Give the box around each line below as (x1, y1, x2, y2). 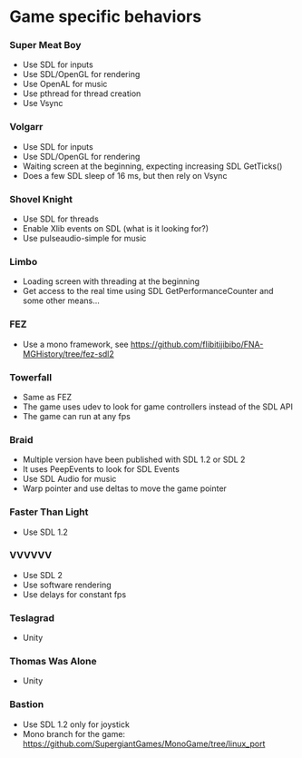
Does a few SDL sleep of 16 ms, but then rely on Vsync (22, 170, 228, 181)
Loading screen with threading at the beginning (22, 276, 200, 287)
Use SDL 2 (22, 569, 63, 580)
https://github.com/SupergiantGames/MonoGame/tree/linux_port (22, 738, 266, 749)
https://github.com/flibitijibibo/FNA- (130, 339, 264, 349)
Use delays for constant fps (22, 588, 127, 600)
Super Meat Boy (9, 39, 82, 52)
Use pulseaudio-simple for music (22, 233, 147, 244)
